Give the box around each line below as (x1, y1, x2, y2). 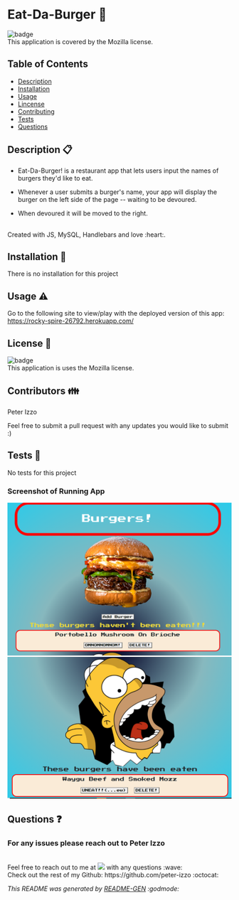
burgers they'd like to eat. (17, 173, 93, 182)
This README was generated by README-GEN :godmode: (7, 884, 180, 893)
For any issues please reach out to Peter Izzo (7, 838, 166, 848)
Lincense (17, 100, 45, 108)
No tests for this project (7, 468, 77, 477)
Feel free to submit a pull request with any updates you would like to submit (7, 421, 229, 429)
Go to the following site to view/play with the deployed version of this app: (7, 309, 225, 318)
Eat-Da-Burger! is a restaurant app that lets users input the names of (17, 166, 219, 175)
